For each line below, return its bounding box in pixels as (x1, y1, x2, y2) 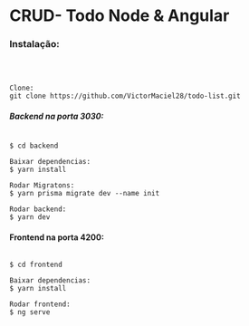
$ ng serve (9, 307, 51, 317)
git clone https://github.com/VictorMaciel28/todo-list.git (9, 91, 242, 101)
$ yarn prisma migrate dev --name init (9, 189, 160, 198)
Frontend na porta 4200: (9, 232, 104, 243)
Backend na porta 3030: (9, 110, 104, 122)
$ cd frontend (9, 260, 63, 269)
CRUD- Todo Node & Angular (9, 5, 230, 26)
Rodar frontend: (9, 300, 71, 309)
